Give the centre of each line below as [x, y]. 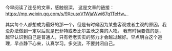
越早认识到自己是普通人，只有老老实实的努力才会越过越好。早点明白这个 [81, 37]
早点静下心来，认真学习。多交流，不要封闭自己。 [66, 43]
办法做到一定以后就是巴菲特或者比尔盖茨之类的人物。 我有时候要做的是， [87, 31]
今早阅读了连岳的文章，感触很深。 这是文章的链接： [60, 7]
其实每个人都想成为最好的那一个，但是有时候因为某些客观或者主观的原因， [84, 24]
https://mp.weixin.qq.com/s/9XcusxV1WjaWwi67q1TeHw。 [67, 14]
